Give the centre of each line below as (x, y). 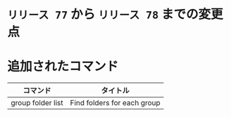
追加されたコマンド (63, 67)
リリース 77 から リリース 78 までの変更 (115, 14)
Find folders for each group (115, 103)
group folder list (37, 103)
